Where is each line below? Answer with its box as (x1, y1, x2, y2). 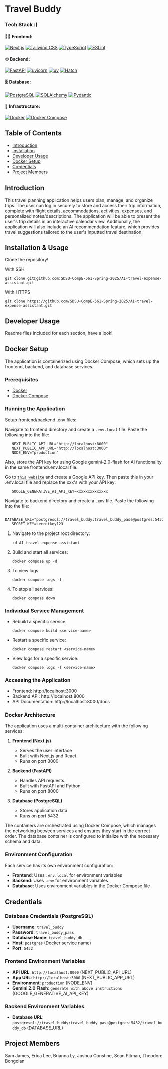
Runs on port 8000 (19, 788, 59, 794)
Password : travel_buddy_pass (12, 929, 74, 935)
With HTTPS (5, 289, 31, 295)
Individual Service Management (5, 607, 84, 614)
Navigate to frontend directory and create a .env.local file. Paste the (5, 426, 147, 432)
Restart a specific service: (12, 637, 66, 643)
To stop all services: (12, 586, 54, 592)
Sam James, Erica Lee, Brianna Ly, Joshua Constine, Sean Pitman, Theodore (5, 1052, 163, 1058)
